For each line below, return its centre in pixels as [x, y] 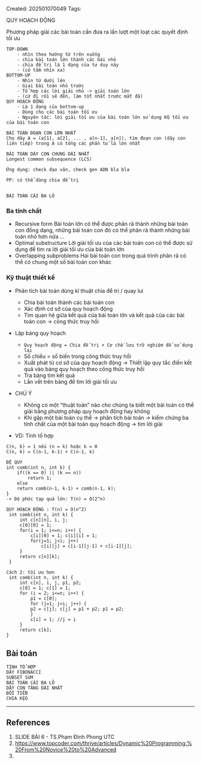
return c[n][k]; [40, 556]
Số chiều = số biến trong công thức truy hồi [77, 356]
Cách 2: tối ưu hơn [31, 572]
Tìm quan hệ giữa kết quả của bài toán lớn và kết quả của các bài [104, 315]
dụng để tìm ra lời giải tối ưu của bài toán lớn [69, 249]
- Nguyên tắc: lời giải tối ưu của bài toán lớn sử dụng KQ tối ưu [103, 117]
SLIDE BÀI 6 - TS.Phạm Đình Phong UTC [65, 737]
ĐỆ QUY [14, 462]
